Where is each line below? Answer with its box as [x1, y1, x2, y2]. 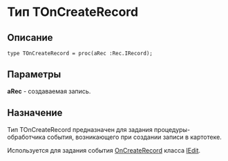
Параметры [7, 68, 61, 80]
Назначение [7, 107, 63, 119]
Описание [7, 32, 53, 44]
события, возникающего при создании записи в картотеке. [47, 133, 222, 141]
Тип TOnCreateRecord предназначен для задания [7, 125, 153, 133]
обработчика [7, 133, 46, 141]
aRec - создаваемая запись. [7, 87, 91, 95]
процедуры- [154, 125, 191, 133]
